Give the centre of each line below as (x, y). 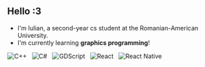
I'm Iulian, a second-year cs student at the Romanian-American (108, 28)
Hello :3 (24, 11)
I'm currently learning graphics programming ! (83, 42)
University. (33, 35)
